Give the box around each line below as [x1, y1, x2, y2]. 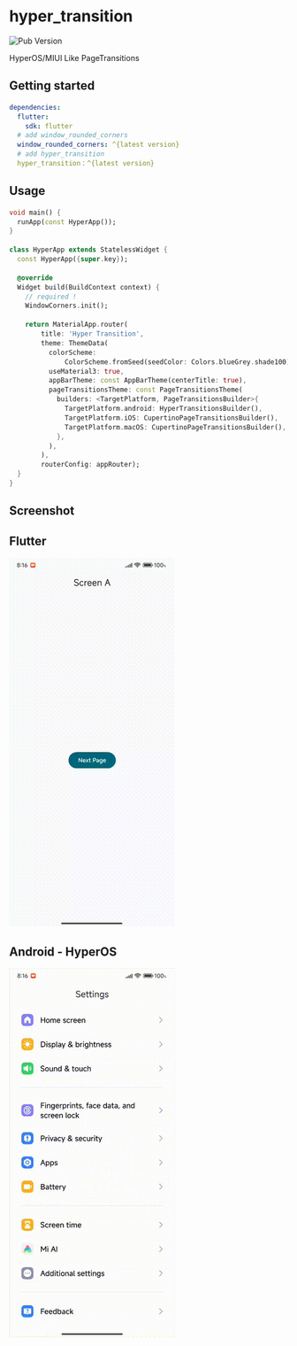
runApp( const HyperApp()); [17, 217, 117, 227]
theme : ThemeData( [41, 338, 109, 347]
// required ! [25, 292, 77, 301]
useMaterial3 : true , [48, 367, 125, 375]
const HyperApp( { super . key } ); [17, 255, 128, 264]
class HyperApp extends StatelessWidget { [9, 245, 168, 254]
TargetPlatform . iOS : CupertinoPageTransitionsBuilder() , [65, 414, 278, 422]
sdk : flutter [25, 121, 73, 130]
